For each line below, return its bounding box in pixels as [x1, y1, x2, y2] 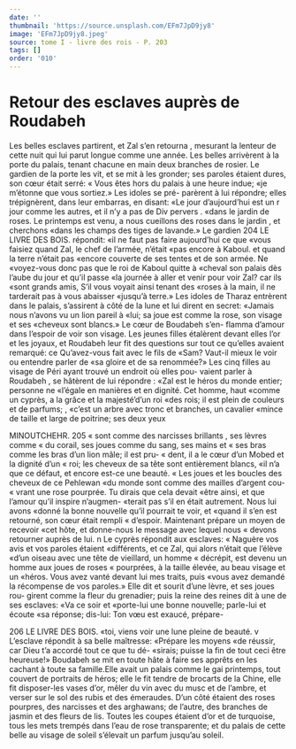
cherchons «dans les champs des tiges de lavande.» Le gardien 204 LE [9, 225, 269, 236]
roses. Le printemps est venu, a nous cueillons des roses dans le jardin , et [9, 215, 281, 226]
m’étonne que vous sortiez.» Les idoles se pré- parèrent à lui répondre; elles [9, 187, 287, 197]
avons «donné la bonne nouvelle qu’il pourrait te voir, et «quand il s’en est [9, 506, 277, 516]
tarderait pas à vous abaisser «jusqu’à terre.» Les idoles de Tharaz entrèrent [9, 290, 287, 301]
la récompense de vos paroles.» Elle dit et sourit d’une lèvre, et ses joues [9, 581, 276, 591]
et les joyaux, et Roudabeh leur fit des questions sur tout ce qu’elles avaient [9, 337, 285, 348]
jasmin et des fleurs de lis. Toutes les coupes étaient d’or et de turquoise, [9, 710, 276, 722]
